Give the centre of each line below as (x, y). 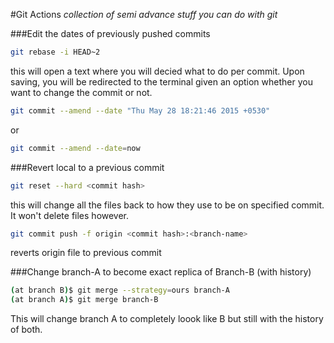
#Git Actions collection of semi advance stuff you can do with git (144, 14)
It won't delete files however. (70, 215)
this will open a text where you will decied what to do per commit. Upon (157, 71)
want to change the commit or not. (81, 92)
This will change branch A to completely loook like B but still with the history (167, 319)
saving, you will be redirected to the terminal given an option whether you (161, 81)
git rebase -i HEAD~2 (55, 52)
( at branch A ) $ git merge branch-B (84, 300)
